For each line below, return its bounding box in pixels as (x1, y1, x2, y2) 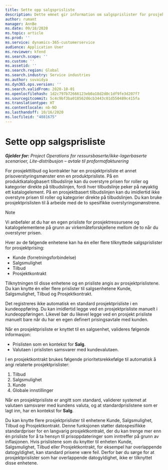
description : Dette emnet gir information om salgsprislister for (5, 12, 146, 17)
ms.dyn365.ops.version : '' (5, 82, 61, 87)
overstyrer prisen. (5, 229, 42, 236)
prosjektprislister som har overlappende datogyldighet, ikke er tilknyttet (5, 454, 152, 460)
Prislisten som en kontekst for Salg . (12, 341, 86, 347)
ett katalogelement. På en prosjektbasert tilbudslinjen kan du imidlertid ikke (5, 189, 160, 195)
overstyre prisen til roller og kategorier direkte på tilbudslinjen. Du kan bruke (5, 194, 162, 200)
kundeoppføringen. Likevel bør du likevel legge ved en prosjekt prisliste (5, 311, 152, 317)
